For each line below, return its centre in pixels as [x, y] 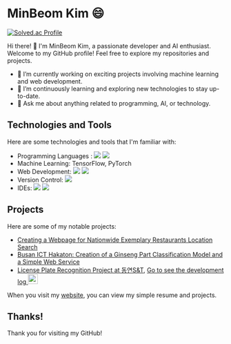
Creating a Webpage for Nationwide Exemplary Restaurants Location [115, 240]
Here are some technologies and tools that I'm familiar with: [92, 142]
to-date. [29, 96]
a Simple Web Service [49, 262]
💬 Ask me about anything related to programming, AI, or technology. [114, 103]
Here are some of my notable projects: [62, 226]
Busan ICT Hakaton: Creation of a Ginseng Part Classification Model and [120, 254]
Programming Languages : [55, 156]
